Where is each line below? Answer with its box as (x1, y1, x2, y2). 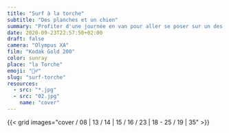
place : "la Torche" (7, 61, 63, 68)
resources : (7, 80, 39, 87)
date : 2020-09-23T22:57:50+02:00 (7, 29, 103, 36)
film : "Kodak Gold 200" (7, 49, 76, 56)
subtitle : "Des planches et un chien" (7, 16, 118, 23)
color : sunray (7, 55, 48, 62)
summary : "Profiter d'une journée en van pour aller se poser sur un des (7, 23, 223, 29)
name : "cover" (19, 99, 60, 106)
